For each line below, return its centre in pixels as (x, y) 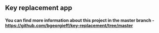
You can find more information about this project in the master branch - (80, 20)
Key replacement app (39, 8)
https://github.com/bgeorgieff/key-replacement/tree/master (69, 25)
